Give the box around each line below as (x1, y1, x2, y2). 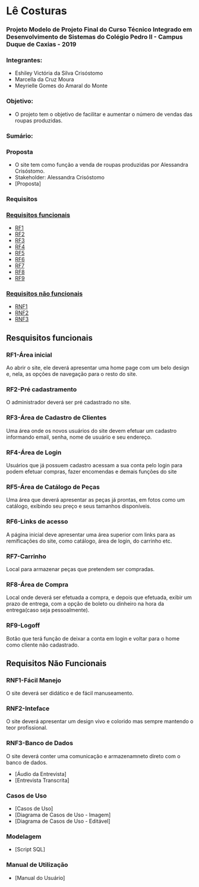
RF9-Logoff (6, 622, 40, 630)
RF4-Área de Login (6, 448, 62, 457)
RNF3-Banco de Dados (6, 739, 73, 747)
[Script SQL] (14, 846, 46, 853)
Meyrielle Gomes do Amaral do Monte (14, 82, 108, 90)
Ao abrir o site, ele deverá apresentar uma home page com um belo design (6, 364, 189, 372)
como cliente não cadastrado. (6, 641, 79, 648)
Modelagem (6, 832, 42, 841)
